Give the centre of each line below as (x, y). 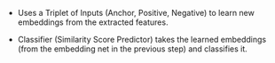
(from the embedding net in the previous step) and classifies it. (133, 49)
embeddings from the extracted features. (93, 22)
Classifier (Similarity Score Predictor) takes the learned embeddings (142, 39)
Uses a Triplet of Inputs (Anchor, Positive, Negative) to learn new (136, 13)
